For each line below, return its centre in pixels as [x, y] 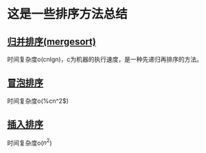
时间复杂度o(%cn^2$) [38, 101]
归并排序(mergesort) [51, 42]
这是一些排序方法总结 [68, 14]
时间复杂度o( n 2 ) [30, 142]
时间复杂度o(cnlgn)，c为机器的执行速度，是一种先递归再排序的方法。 [105, 59]
